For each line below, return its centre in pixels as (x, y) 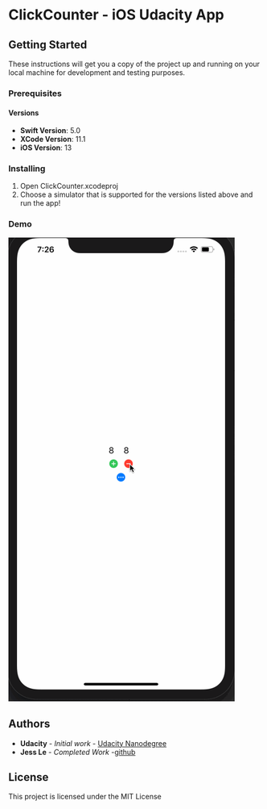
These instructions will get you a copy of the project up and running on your (134, 64)
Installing (27, 169)
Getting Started (48, 45)
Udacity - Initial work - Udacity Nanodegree (93, 743)
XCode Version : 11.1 (53, 140)
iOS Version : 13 (46, 148)
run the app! (40, 203)
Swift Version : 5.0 (50, 131)
